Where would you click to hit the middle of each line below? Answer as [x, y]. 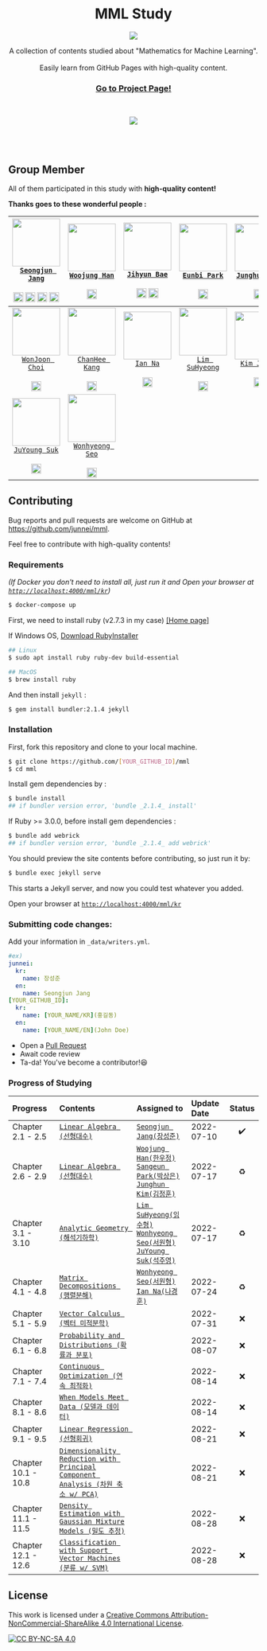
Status [242, 1108]
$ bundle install [37, 799]
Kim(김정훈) [156, 1194]
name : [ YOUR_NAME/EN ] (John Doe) [76, 1030]
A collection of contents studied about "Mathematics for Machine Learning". [133, 51]
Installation [31, 730]
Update [205, 1104]
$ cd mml [23, 769]
